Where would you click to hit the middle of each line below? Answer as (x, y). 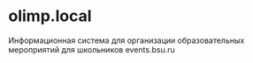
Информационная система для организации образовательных (126, 40)
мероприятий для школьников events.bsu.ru (92, 49)
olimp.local (50, 16)
